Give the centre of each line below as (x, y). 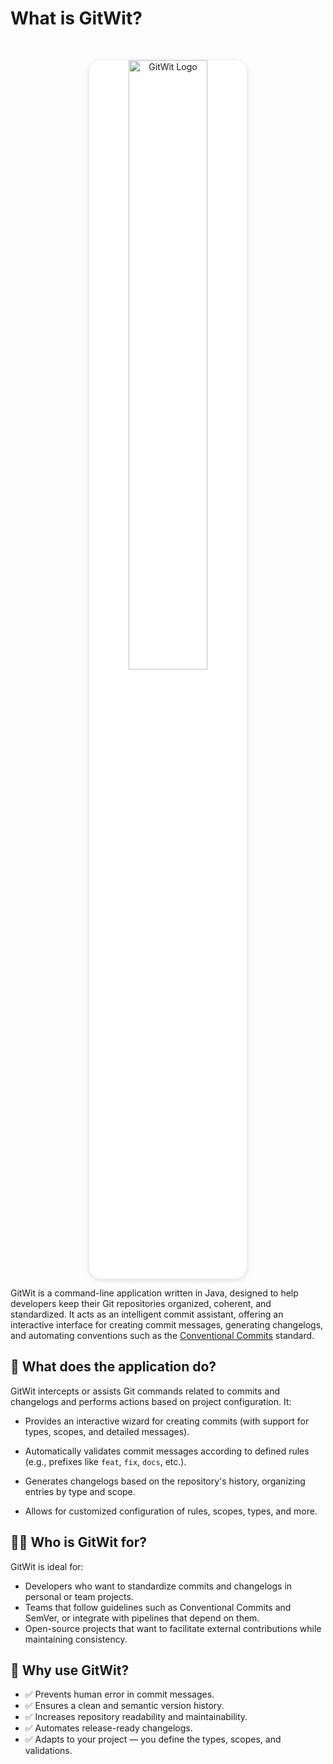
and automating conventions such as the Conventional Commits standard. (162, 1335)
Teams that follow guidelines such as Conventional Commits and (158, 1607)
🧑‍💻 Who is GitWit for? (78, 1542)
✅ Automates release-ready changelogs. (108, 1728)
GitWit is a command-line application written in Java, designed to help (154, 1293)
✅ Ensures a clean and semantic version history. (124, 1706)
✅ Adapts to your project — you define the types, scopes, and (153, 1739)
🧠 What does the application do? (113, 1367)
